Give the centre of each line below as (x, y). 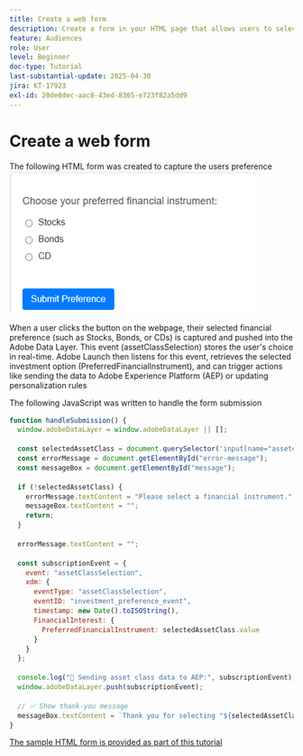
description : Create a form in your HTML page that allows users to (141, 28)
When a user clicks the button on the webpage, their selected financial (141, 327)
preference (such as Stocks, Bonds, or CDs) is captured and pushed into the (151, 337)
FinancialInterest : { (74, 620)
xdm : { (38, 583)
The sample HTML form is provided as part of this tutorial (116, 742)
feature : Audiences (46, 38)
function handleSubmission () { (68, 420)
